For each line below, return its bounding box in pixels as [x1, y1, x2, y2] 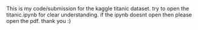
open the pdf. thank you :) [6, 18, 71, 24]
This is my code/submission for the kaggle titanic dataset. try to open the [6, 5, 189, 12]
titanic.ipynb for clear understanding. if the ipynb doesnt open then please [6, 11, 193, 18]
